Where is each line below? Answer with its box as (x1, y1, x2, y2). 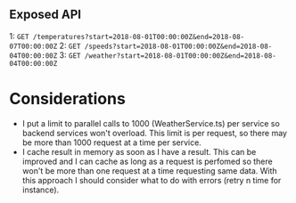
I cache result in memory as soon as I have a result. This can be (21, 146, 257, 157)
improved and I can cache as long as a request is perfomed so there (21, 156, 274, 166)
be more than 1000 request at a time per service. (21, 137, 202, 148)
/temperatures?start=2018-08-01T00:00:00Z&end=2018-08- (32, 32, 245, 41)
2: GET (59, 40, 81, 51)
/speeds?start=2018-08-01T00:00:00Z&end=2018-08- (84, 42, 273, 51)
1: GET (9, 30, 29, 41)
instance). (21, 184, 60, 195)
